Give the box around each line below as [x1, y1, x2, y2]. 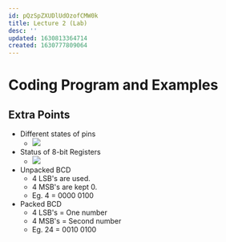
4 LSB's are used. [31, 174, 91, 184]
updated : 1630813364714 [8, 34, 88, 42]
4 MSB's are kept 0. [31, 182, 98, 192]
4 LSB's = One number [31, 208, 108, 217]
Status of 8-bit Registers [19, 147, 102, 157]
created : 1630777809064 [8, 42, 88, 50]
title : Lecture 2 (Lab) [8, 19, 88, 27]
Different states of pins [19, 129, 96, 139]
